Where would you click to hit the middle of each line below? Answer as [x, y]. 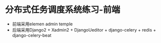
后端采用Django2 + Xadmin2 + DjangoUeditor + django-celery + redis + [84, 30]
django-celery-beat [32, 35]
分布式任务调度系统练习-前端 [63, 10]
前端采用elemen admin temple [42, 24]
